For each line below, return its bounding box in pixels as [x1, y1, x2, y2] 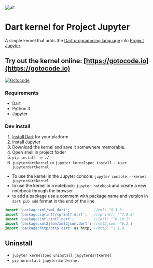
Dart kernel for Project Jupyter [5, 22, 130, 33]
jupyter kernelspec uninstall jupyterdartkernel [12, 253, 112, 258]
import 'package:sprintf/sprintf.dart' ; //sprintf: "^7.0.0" [5, 212, 135, 217]
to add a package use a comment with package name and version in [12, 193, 148, 199]
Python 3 [12, 106, 30, 112]
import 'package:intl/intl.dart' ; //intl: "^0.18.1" [5, 217, 131, 222]
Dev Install [5, 123, 30, 130]
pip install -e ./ [12, 155, 49, 160]
